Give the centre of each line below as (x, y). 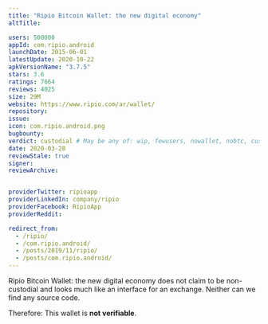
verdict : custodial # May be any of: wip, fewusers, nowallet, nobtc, (128, 141)
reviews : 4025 (32, 89)
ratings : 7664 (32, 82)
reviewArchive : (33, 171)
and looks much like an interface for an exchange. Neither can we (148, 289)
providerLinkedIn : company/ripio (64, 200)
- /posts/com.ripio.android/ (64, 258)
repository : (28, 111)
